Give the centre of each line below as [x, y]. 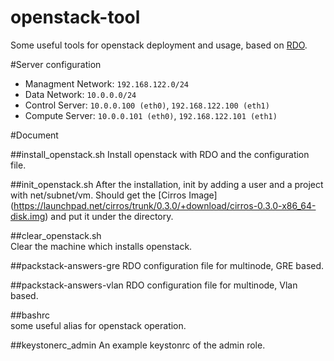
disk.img [28, 216]
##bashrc [30, 315]
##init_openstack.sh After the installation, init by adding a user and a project [167, 184]
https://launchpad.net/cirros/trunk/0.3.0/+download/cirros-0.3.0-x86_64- [165, 205]
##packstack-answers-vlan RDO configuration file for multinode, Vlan [154, 285]
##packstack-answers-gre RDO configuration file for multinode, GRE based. [167, 265]
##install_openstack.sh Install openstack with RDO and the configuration [160, 154]
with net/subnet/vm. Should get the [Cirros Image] [114, 195]
